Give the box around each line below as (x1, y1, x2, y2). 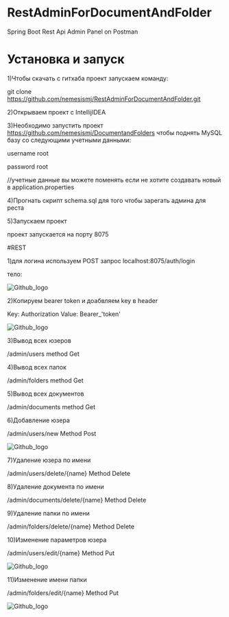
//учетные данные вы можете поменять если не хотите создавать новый (7, 176, 221, 184)
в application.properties (7, 183, 75, 191)
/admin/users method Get (7, 350, 80, 358)
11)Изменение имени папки (7, 575, 87, 583)
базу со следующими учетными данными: (7, 136, 132, 144)
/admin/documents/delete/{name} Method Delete (7, 496, 147, 504)
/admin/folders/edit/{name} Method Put (7, 588, 119, 597)
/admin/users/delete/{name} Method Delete (7, 469, 131, 477)
